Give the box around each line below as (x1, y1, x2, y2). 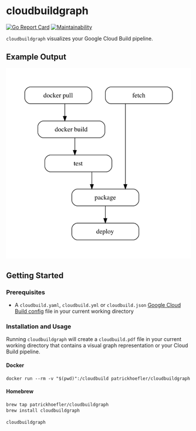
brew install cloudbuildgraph (6, 407, 80, 413)
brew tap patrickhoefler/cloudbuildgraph (6, 402, 109, 407)
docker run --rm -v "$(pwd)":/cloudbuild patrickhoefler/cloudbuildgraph (6, 375, 191, 382)
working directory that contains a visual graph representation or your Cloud (6, 342, 188, 349)
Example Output (6, 52, 66, 62)
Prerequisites (6, 288, 45, 296)
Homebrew (6, 388, 34, 395)
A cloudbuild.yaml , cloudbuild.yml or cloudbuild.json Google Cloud (14, 302, 181, 309)
